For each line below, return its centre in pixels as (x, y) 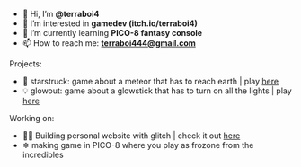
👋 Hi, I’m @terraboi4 (61, 14)
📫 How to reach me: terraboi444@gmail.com (109, 43)
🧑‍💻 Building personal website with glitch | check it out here (131, 136)
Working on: (32, 118)
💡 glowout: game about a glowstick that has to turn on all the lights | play (157, 91)
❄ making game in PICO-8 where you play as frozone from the (138, 145)
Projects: (26, 64)
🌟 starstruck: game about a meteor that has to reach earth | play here (150, 81)
